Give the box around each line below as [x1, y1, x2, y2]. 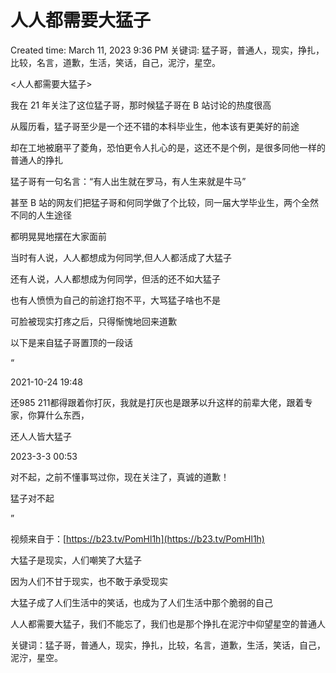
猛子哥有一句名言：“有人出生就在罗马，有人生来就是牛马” [10, 175, 247, 187]
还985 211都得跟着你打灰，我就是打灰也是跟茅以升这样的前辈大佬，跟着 [10, 396, 305, 408]
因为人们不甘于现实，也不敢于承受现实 [10, 575, 168, 587]
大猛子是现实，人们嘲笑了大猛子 [10, 554, 142, 566]
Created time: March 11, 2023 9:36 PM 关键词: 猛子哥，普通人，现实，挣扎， [10, 44, 325, 56]
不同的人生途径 [10, 209, 72, 221]
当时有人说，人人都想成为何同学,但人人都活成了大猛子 [10, 251, 233, 263]
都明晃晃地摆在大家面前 [10, 230, 107, 242]
